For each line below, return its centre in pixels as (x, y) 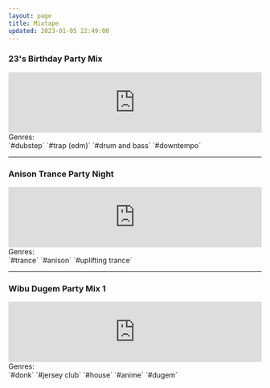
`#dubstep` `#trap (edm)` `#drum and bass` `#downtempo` (105, 145)
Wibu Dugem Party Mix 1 (57, 288)
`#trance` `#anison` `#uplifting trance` (70, 260)
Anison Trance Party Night (61, 174)
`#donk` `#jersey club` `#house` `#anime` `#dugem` (93, 375)
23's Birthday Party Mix (55, 59)
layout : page (30, 16)
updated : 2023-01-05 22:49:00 (59, 31)
